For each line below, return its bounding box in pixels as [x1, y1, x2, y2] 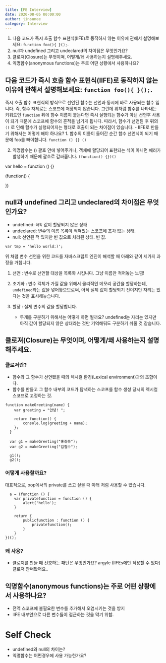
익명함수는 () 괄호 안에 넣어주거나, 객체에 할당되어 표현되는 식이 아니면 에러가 [12, 147, 161, 153]
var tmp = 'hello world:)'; [5, 244, 63, 249]
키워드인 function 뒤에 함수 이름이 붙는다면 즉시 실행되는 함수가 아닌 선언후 [5, 112, 151, 118]
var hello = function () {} [5, 163, 55, 169]
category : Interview [5, 21, 48, 26]
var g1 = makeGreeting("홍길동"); [9, 439, 78, 444]
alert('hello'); [23, 500, 56, 505]
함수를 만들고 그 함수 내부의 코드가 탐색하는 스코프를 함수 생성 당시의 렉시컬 [12, 386, 158, 392]
